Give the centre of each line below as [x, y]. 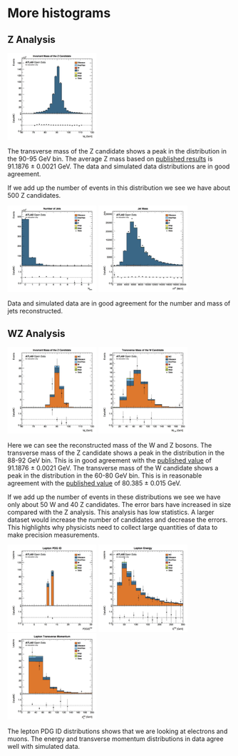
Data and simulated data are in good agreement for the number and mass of [119, 303]
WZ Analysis [36, 333]
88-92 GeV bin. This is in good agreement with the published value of [110, 460]
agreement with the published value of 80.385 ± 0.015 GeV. [94, 483]
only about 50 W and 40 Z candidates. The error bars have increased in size [119, 504]
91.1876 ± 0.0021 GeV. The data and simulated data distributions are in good [119, 166]
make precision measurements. [53, 535]
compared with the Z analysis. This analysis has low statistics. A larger [111, 512]
